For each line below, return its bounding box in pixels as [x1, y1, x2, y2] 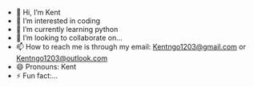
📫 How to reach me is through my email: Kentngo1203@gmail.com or [15, 42, 246, 51]
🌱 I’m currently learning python [15, 25, 119, 34]
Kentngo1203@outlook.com [15, 53, 108, 63]
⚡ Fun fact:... [15, 71, 58, 80]
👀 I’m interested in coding [15, 16, 101, 26]
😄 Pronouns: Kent [15, 62, 77, 71]
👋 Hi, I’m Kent [15, 8, 61, 17]
